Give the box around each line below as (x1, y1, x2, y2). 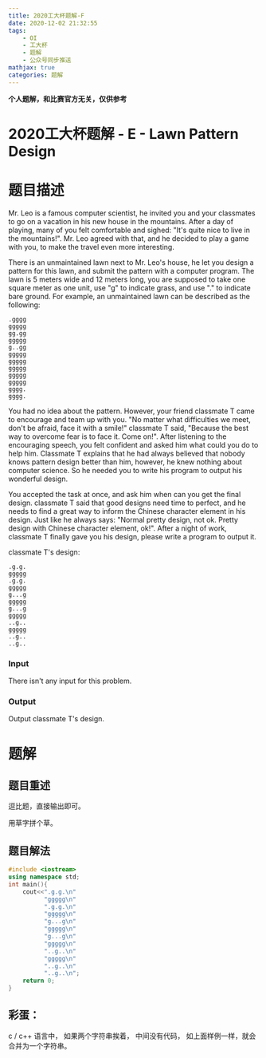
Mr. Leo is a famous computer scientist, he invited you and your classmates (8, 208, 256, 218)
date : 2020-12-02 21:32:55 (8, 19, 98, 27)
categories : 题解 (8, 71, 64, 79)
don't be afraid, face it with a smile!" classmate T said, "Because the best (8, 423, 249, 432)
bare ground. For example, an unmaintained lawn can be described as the (8, 291, 251, 301)
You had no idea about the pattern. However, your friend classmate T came (8, 406, 255, 416)
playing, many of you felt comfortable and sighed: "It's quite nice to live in (8, 225, 251, 235)
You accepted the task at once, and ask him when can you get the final (8, 489, 241, 499)
